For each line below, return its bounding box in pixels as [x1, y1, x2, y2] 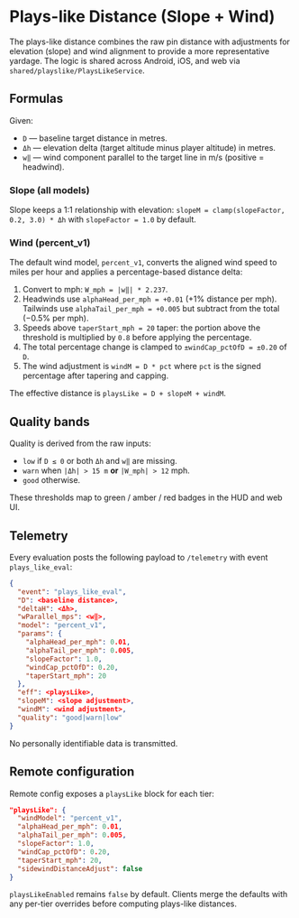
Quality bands [9, 413, 90, 430]
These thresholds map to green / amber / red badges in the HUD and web [9, 492, 283, 503]
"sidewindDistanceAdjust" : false [17, 864, 143, 873]
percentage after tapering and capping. [22, 370, 169, 381]
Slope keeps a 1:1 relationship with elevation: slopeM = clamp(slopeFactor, [9, 205, 285, 216]
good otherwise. [22, 475, 81, 486]
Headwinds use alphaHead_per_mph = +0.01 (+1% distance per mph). [22, 293, 277, 304]
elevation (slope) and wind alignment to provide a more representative [9, 45, 270, 56]
